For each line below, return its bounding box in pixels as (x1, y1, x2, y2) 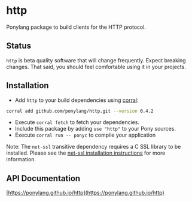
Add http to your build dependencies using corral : (14, 97, 139, 104)
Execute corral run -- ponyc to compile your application (14, 131, 156, 138)
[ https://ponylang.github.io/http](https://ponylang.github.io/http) (6, 189, 164, 197)
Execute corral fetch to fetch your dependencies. (14, 119, 139, 126)
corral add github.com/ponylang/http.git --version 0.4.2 (6, 108, 154, 114)
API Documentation (6, 173, 81, 183)
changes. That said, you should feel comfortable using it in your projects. (6, 63, 187, 70)
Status (6, 41, 32, 51)
